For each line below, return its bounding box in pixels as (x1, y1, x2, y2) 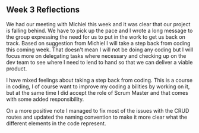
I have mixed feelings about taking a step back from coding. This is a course (6, 76, 193, 83)
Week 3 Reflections (6, 5, 80, 15)
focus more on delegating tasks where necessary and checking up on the (6, 52, 187, 59)
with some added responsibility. (6, 95, 84, 103)
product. (6, 65, 27, 72)
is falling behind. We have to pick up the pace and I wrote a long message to (6, 27, 193, 34)
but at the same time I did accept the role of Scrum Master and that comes (6, 89, 188, 96)
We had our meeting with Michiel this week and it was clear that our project (6, 20, 191, 27)
